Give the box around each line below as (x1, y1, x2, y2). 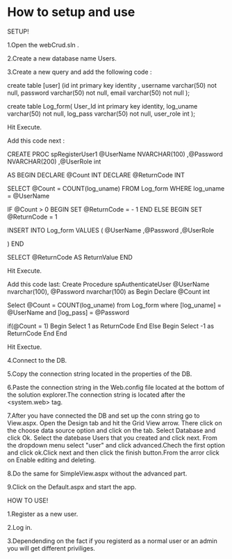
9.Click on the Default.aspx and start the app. (7, 482, 137, 491)
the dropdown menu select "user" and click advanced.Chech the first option (7, 441, 226, 449)
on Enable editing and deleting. (7, 455, 96, 464)
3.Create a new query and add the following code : (7, 68, 152, 76)
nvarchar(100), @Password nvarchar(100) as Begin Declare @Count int (7, 287, 210, 296)
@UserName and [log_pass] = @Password (7, 308, 130, 317)
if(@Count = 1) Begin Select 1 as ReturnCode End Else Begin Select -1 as (7, 322, 214, 330)
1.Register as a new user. (7, 510, 78, 518)
